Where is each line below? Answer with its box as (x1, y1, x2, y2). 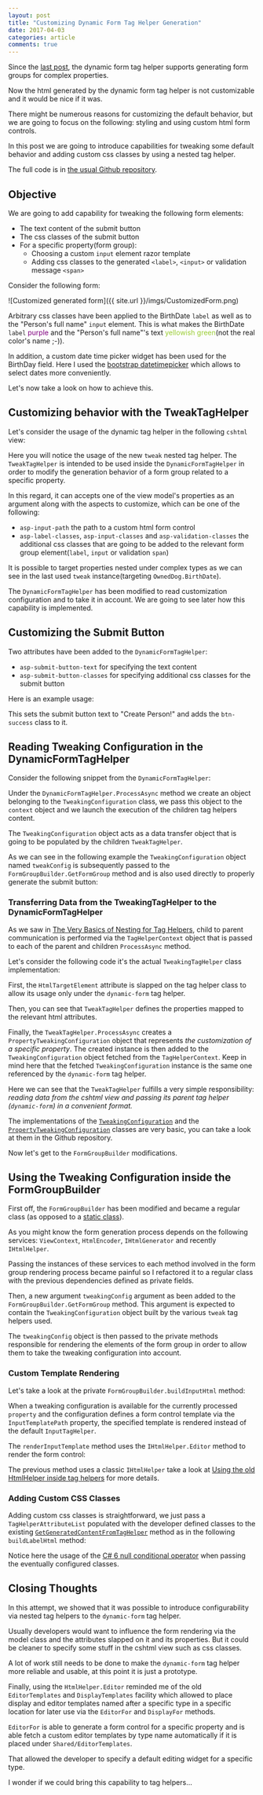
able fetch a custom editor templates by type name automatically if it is (8, 1730, 237, 1740)
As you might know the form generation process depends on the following (8, 1227, 249, 1237)
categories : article (8, 33, 76, 42)
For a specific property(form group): (19, 240, 137, 250)
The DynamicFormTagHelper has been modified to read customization (8, 586, 228, 595)
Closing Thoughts (8, 1582, 98, 1595)
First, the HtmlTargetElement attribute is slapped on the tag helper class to (8, 980, 247, 990)
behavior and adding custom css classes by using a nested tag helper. (8, 150, 236, 159)
